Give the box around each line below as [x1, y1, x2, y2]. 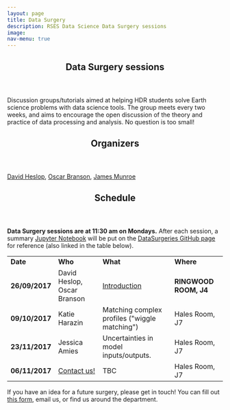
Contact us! [57, 366, 96, 376]
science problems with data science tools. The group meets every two [7, 103, 205, 111]
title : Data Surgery [7, 16, 66, 23]
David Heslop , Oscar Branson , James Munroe [7, 172, 136, 181]
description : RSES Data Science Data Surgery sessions [7, 23, 167, 30]
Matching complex [102, 305, 162, 315]
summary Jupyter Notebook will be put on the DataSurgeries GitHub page [7, 234, 216, 242]
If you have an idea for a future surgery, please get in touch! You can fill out [7, 388, 220, 396]
